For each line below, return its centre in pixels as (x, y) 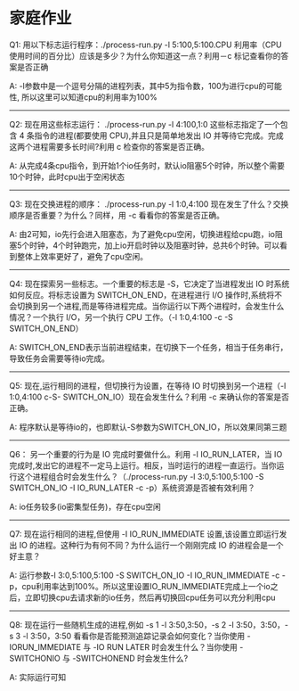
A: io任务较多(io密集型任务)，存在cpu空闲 (85, 506)
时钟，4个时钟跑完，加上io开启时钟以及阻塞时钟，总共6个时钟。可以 (155, 245)
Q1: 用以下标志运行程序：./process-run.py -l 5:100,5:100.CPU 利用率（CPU (145, 45)
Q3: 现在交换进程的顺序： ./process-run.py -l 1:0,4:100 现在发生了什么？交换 (149, 204)
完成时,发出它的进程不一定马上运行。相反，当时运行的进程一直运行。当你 (143, 465)
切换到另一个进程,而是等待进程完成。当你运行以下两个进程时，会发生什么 (150, 306)
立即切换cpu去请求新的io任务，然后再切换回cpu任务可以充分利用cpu (150, 597)
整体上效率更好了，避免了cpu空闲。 (82, 256)
